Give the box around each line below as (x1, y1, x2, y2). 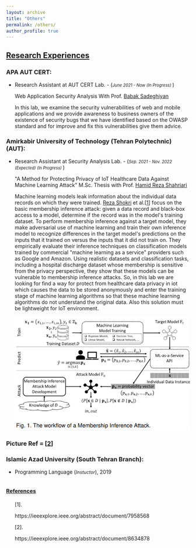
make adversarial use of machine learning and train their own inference (14, 224, 186, 231)
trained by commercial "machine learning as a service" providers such (14, 249, 184, 256)
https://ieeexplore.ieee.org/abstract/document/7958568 (14, 512, 150, 519)
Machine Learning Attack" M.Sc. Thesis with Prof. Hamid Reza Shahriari (14, 181, 188, 189)
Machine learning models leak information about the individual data (14, 193, 177, 200)
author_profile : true (6, 28, 59, 34)
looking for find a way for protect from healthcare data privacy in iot (14, 280, 178, 287)
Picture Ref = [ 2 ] (6, 439, 54, 447)
